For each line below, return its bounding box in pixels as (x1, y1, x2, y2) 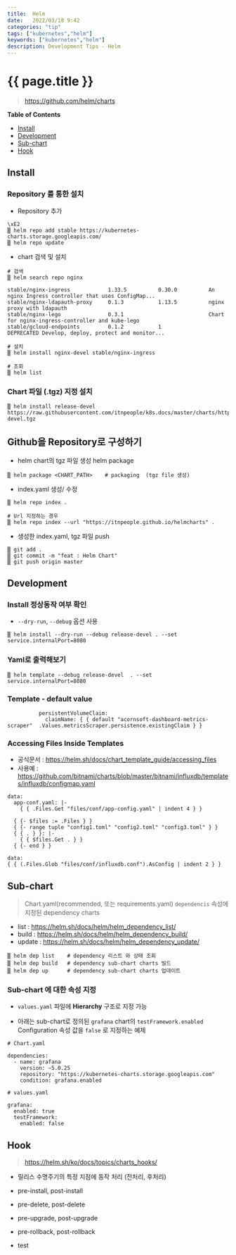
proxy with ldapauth (7, 304, 68, 312)
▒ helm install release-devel (7, 403, 96, 410)
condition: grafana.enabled (20, 1077, 102, 1085)
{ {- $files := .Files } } (13, 818, 93, 825)
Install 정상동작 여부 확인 (7, 600, 87, 610)
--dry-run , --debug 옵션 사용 (17, 617, 98, 625)
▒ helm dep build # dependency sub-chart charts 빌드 (7, 960, 171, 967)
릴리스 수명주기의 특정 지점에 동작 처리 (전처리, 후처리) (17, 1173, 166, 1181)
